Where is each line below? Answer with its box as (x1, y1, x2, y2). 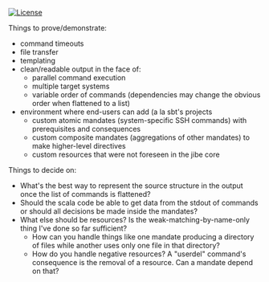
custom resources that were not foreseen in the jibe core (31, 149, 220, 159)
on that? (31, 266, 59, 276)
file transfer (19, 47, 59, 56)
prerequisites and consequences (31, 125, 141, 133)
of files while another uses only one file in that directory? (31, 241, 221, 250)
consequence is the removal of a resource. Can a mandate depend (31, 258, 253, 267)
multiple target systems (31, 81, 110, 91)
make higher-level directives (31, 141, 126, 150)
